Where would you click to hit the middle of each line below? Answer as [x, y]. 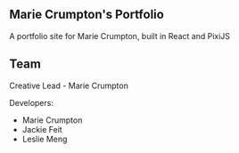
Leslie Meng [45, 139]
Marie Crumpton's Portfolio [87, 15]
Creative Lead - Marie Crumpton [69, 85]
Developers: [31, 102]
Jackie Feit [42, 129]
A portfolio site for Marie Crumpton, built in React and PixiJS [119, 36]
